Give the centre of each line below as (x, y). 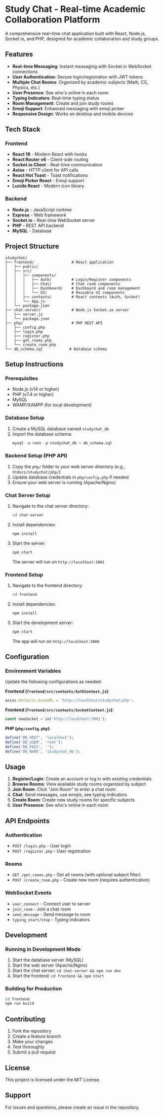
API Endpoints (27, 821)
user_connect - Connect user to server (51, 904)
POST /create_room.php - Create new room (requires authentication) (81, 880)
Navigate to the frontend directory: (47, 585)
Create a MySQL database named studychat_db (61, 428)
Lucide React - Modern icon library (48, 186)
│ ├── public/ (22, 267)
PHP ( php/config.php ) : (28, 728)
